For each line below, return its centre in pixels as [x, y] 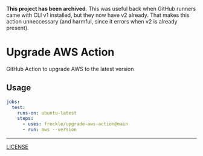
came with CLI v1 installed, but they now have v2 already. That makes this [98, 15]
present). [18, 28]
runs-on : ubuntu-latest [47, 113]
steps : [25, 119]
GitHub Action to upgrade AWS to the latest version [70, 69]
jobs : [13, 102]
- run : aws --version [50, 130]
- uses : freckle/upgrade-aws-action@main [75, 124]
